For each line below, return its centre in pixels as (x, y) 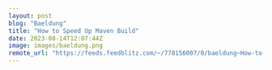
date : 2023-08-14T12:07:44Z (56, 38)
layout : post (30, 16)
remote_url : (28, 53)
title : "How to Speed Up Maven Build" (74, 31)
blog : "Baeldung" (38, 23)
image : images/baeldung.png (56, 46)
